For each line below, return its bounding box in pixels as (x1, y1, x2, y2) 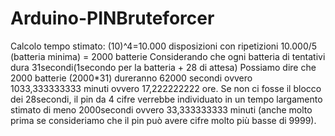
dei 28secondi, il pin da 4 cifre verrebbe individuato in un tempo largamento (10, 93, 323, 105)
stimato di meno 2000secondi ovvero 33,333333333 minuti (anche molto (10, 103, 313, 116)
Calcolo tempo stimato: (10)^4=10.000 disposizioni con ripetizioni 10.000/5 (10, 40, 318, 52)
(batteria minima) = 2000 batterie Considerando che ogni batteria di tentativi (10, 50, 326, 62)
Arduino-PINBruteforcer (10, 7, 215, 30)
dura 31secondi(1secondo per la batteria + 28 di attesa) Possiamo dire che (10, 61, 317, 73)
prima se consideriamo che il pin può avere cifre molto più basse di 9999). (10, 114, 317, 126)
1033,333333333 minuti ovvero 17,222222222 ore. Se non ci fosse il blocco (10, 82, 322, 94)
